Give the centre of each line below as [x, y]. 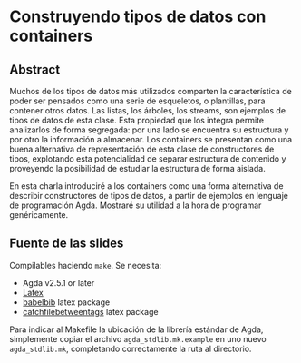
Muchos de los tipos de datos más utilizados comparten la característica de [150, 91]
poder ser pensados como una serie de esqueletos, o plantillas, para [137, 101]
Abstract [35, 69]
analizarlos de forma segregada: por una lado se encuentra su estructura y [149, 130]
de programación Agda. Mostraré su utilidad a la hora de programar [136, 205]
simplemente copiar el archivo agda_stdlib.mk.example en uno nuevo [138, 338]
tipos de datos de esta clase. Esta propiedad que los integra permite [137, 120]
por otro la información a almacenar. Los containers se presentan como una [151, 139]
